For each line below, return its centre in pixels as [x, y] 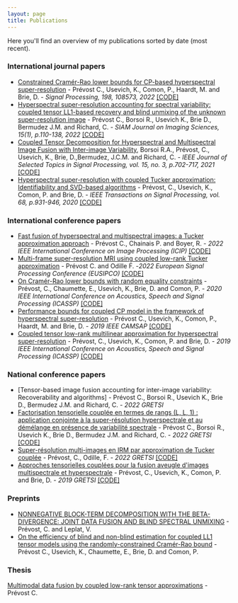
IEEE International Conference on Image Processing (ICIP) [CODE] [114, 251]
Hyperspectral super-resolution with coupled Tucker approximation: [117, 179]
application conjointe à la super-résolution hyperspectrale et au [110, 420]
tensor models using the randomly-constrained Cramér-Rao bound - [117, 544]
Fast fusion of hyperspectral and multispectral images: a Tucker [110, 236]
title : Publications [38, 21]
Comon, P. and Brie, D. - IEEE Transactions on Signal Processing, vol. [119, 195]
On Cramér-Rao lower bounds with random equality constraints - [112, 281]
